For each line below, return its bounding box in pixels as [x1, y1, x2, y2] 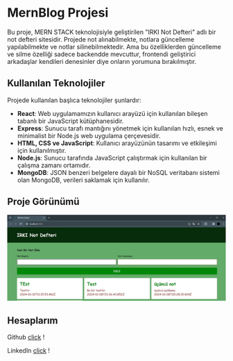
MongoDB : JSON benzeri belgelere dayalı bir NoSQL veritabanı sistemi [17, 168, 221, 176]
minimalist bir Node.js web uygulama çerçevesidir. [17, 131, 161, 140]
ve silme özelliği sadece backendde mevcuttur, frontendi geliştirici [7, 50, 196, 58]
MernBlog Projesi [7, 5, 109, 21]
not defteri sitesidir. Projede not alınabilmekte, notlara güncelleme [7, 35, 195, 43]
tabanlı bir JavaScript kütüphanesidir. [17, 117, 124, 125]
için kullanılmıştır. [17, 146, 67, 154]
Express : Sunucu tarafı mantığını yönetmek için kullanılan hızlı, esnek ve [17, 124, 224, 133]
